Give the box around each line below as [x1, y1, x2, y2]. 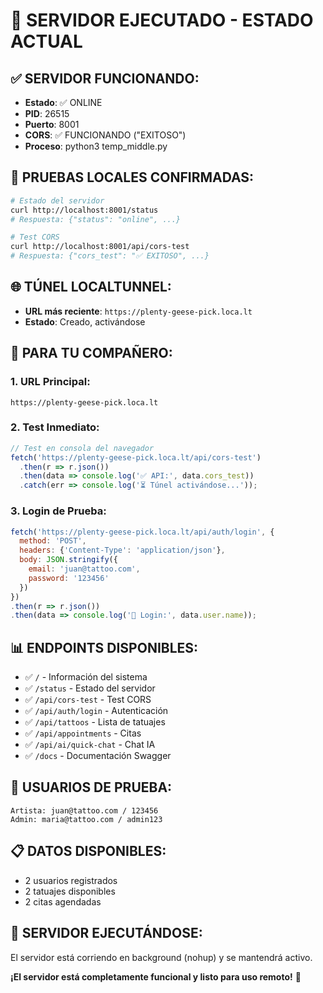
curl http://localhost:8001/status [10, 205, 159, 215]
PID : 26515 [24, 108, 70, 119]
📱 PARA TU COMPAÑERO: [10, 345, 173, 362]
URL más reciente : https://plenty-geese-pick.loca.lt [24, 305, 253, 317]
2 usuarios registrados [24, 874, 118, 886]
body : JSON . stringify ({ [19, 555, 118, 565]
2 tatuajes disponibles [24, 885, 116, 897]
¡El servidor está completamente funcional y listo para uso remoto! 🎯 [10, 970, 302, 983]
